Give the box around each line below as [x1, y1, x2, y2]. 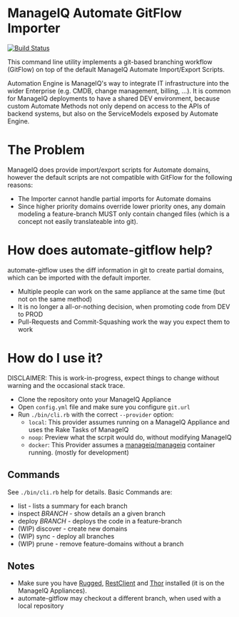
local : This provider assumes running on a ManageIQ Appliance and [28, 417, 230, 426]
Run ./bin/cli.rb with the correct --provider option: [17, 410, 174, 419]
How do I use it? [7, 350, 103, 366]
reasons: [7, 180, 34, 189]
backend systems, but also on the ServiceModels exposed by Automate [7, 109, 219, 118]
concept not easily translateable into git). [17, 217, 138, 225]
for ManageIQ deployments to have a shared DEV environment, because [7, 94, 220, 103]
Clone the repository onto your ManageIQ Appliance [17, 394, 171, 404]
